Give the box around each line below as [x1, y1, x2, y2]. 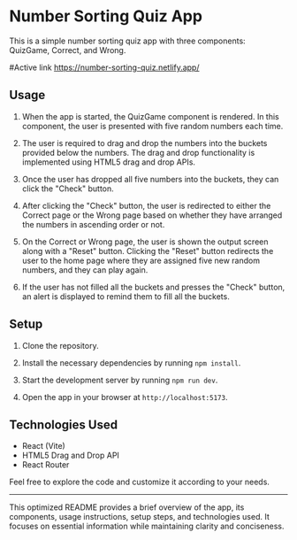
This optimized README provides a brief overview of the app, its [9, 502, 245, 513]
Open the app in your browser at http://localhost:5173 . [21, 391, 228, 402]
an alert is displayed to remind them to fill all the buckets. [21, 290, 230, 302]
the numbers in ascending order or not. [21, 219, 165, 229]
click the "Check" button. [21, 183, 115, 194]
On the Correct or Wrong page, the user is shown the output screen [21, 236, 269, 247]
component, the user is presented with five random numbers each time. [21, 120, 284, 131]
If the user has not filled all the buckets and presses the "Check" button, [21, 282, 286, 292]
